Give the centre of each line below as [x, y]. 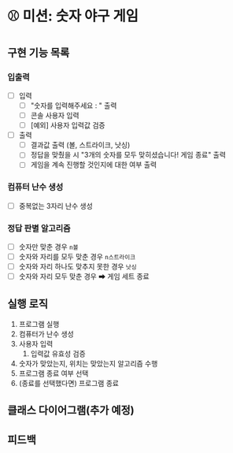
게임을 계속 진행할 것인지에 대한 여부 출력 [94, 165]
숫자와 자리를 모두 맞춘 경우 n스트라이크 [77, 257]
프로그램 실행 [39, 325]
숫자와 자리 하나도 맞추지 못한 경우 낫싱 [78, 267]
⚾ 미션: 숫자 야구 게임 [73, 16]
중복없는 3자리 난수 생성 [56, 206]
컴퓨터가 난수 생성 [46, 334]
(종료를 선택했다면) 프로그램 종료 [69, 384]
